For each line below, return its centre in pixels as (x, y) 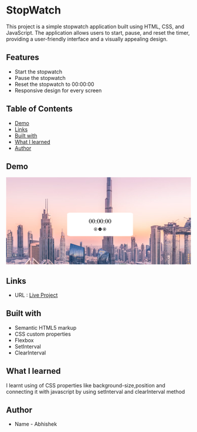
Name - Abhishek (36, 424)
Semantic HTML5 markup (45, 327)
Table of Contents (40, 109)
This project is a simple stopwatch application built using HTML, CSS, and (95, 26)
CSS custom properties (43, 334)
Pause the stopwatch (40, 78)
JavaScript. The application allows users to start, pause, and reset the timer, (98, 32)
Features (23, 57)
